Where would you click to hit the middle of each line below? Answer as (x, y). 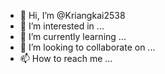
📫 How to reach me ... (66, 58)
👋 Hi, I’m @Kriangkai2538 (72, 15)
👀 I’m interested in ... (62, 26)
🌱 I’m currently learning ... (73, 36)
